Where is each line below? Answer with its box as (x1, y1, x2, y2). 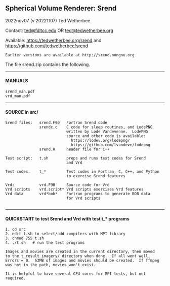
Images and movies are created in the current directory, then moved (5, 249, 155, 255)
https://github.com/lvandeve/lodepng (70, 142, 151, 148)
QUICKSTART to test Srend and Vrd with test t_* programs (5, 215, 130, 221)
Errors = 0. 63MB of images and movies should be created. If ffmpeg (5, 258, 159, 263)
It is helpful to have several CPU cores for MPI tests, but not (5, 271, 146, 276)
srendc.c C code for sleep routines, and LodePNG (39, 124, 153, 130)
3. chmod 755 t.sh (5, 236, 44, 241)
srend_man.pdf (5, 89, 35, 94)
